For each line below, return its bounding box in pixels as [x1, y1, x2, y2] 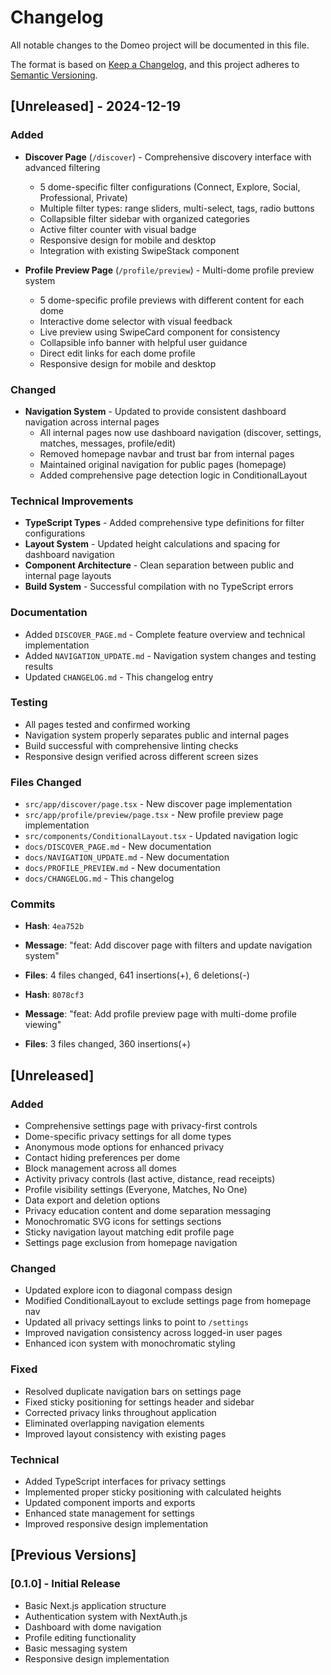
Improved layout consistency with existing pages [24, 1427, 227, 1440]
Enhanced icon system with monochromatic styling [24, 1337, 236, 1350]
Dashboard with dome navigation [24, 1621, 162, 1633]
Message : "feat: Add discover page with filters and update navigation [24, 939, 313, 951]
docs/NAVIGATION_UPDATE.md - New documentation [24, 851, 230, 863]
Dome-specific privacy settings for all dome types [24, 1131, 232, 1143]
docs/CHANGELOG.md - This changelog [24, 872, 175, 885]
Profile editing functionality [24, 1631, 137, 1643]
